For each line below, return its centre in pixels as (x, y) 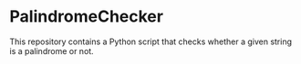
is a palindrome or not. (52, 50)
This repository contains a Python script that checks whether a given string (151, 41)
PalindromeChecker (87, 17)
